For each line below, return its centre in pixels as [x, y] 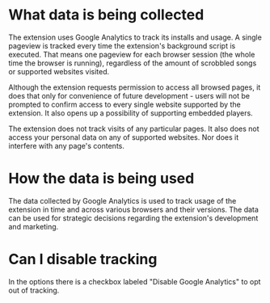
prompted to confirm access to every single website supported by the [124, 104]
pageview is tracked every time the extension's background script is [122, 45]
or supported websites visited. [59, 71]
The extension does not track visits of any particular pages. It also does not [134, 128]
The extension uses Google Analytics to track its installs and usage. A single [135, 37]
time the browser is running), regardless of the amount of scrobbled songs [133, 63]
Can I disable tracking [83, 259]
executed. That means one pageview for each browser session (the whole [132, 54]
